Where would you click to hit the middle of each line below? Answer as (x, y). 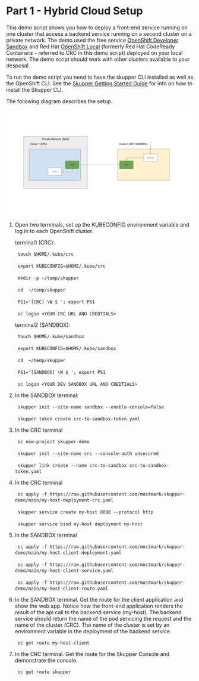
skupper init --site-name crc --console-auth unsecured (88, 454)
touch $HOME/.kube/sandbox (51, 337)
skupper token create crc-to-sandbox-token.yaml (79, 419)
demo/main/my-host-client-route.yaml (61, 589)
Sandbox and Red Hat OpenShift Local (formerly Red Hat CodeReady (91, 47)
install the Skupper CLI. (35, 89)
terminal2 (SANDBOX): (42, 325)
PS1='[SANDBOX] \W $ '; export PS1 (61, 373)
